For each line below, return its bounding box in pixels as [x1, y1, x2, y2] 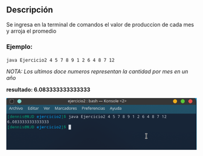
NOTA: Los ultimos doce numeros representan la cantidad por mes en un [6, 68, 188, 75]
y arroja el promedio [6, 27, 57, 34]
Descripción [6, 5, 53, 15]
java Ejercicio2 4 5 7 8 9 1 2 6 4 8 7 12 [6, 57, 115, 63]
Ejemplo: [6, 42, 33, 51]
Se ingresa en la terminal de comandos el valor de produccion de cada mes [6, 21, 195, 28]
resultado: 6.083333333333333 [6, 86, 91, 93]
